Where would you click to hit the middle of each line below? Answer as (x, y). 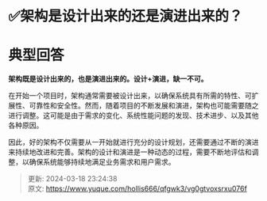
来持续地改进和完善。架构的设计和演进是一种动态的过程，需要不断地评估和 (130, 152)
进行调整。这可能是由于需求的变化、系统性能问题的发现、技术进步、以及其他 (133, 116)
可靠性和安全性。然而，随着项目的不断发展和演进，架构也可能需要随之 (144, 106)
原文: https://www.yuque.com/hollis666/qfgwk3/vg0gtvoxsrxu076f (137, 189)
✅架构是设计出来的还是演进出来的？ (126, 16)
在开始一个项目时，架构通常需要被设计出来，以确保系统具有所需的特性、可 (130, 96)
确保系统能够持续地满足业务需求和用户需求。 (102, 162)
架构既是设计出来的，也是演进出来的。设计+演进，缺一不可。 (108, 79)
